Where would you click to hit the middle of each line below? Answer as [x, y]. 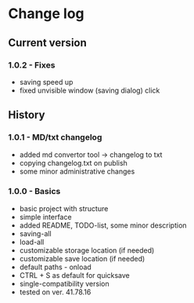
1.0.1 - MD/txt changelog [55, 137]
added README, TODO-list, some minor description [103, 225]
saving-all [36, 233]
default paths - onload [55, 267]
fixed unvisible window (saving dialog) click [90, 90]
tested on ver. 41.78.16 [55, 292]
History [27, 115]
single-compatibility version [64, 283]
